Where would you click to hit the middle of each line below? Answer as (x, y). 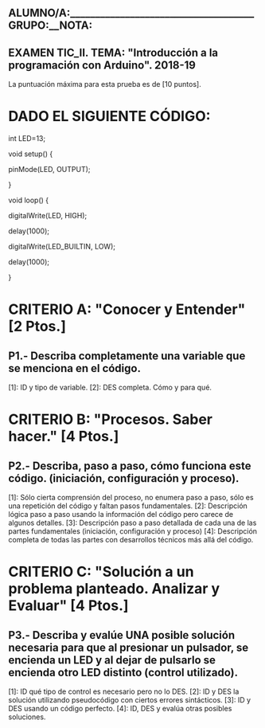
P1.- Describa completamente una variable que (127, 356)
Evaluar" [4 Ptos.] (68, 606)
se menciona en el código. (75, 368)
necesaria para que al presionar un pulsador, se (129, 647)
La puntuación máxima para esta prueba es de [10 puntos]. (105, 84)
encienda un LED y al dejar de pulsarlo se (112, 660)
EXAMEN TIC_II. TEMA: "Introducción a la (113, 52)
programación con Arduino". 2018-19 (102, 65)
